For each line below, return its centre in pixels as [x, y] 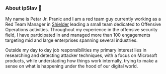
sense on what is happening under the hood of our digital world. [72, 66]
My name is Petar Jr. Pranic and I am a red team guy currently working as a [83, 19]
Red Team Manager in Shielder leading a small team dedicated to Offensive [83, 24]
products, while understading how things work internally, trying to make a [81, 61]
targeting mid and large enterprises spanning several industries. [71, 40]
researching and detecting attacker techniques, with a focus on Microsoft [81, 55]
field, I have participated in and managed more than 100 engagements [78, 35]
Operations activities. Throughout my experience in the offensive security [81, 30]
